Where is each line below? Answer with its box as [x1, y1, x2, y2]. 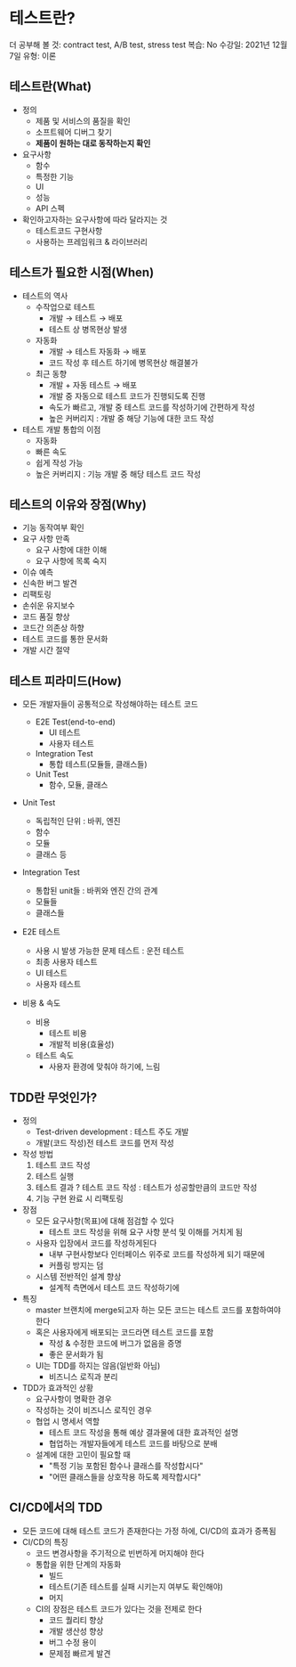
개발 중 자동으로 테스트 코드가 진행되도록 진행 [48, 390, 206, 401]
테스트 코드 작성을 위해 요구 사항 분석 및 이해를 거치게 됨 [48, 1227, 243, 1237]
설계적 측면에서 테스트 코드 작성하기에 [48, 1282, 180, 1293]
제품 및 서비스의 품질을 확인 [35, 115, 131, 126]
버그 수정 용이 [48, 1637, 97, 1647]
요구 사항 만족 [21, 534, 70, 544]
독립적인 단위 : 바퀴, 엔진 [35, 816, 122, 827]
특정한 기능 [35, 171, 74, 182]
